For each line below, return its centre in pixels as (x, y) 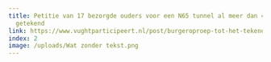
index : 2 (23, 38)
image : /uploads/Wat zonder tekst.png (73, 46)
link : (17, 31)
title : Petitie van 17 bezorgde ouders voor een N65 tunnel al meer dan (133, 16)
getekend (30, 23)
